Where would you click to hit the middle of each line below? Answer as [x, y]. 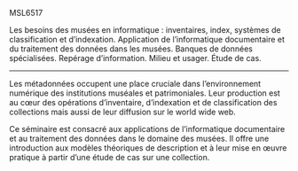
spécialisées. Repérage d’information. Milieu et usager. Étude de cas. [135, 58]
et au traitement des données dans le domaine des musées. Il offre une [139, 138]
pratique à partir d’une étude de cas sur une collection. [110, 157]
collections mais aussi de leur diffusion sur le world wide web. [123, 112]
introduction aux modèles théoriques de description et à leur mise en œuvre [148, 148]
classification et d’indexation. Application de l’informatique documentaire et [147, 39]
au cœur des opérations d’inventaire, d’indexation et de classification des [143, 102]
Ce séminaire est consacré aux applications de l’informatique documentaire [147, 129]
